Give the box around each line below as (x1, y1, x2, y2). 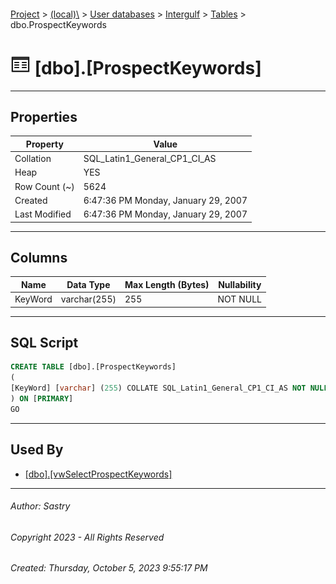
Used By (10, 441, 64, 459)
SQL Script (10, 335, 79, 352)
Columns (10, 249, 68, 266)
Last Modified (14, 208, 72, 220)
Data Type (66, 278, 111, 290)
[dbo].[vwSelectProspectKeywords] (24, 468, 173, 480)
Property (25, 138, 64, 150)
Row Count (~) (14, 180, 75, 192)
